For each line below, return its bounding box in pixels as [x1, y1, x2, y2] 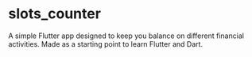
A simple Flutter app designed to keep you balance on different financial [8, 31, 245, 40]
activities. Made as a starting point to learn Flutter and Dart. [8, 39, 204, 48]
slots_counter [8, 5, 102, 23]
